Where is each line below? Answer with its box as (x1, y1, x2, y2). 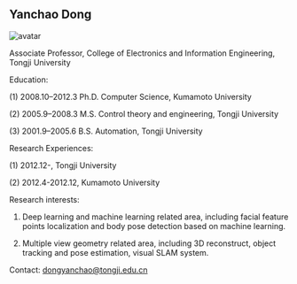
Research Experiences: (9, 142, 94, 153)
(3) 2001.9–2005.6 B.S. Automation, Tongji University (9, 126, 203, 136)
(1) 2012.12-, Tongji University (9, 159, 117, 171)
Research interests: (9, 194, 80, 204)
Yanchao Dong (9, 7, 92, 22)
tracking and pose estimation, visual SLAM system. (21, 247, 209, 257)
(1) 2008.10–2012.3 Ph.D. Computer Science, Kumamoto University (9, 91, 253, 102)
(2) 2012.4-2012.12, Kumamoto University (9, 177, 160, 188)
